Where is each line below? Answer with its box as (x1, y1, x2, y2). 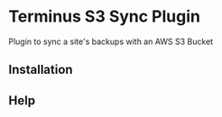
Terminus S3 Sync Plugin (8, 6, 200, 27)
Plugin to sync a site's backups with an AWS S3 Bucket (8, 36, 214, 47)
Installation (8, 62, 73, 77)
